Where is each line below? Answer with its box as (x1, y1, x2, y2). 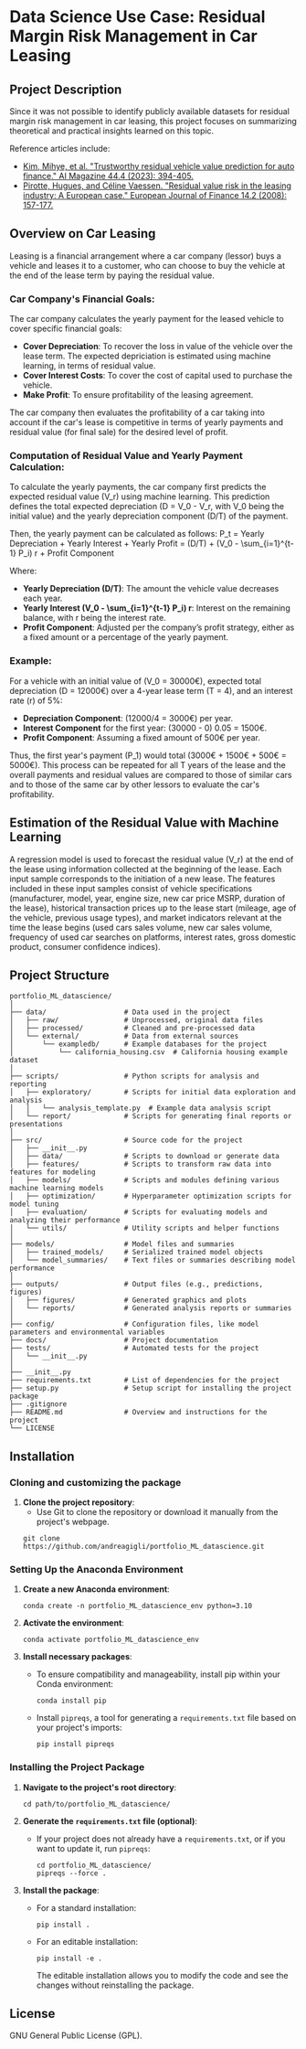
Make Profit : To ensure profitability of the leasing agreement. (22, 390, 254, 400)
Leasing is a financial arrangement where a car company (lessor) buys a (9, 250, 281, 261)
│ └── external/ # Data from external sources (9, 1031, 239, 1041)
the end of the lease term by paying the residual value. (9, 270, 215, 281)
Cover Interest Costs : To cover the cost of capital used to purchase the (22, 370, 293, 381)
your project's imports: (36, 1722, 122, 1734)
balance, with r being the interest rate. (22, 613, 166, 624)
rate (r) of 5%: (9, 695, 63, 706)
